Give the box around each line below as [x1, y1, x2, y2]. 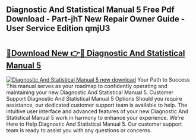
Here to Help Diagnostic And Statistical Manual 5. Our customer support [6, 120, 182, 127]
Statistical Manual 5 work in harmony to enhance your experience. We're [6, 114, 184, 121]
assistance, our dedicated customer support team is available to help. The [6, 101, 188, 108]
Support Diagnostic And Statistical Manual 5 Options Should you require [6, 95, 182, 102]
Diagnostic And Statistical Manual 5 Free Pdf [6, 5, 175, 15]
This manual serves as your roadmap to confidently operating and [6, 83, 167, 89]
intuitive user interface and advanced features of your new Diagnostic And [6, 108, 189, 115]
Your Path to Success [137, 76, 190, 83]
